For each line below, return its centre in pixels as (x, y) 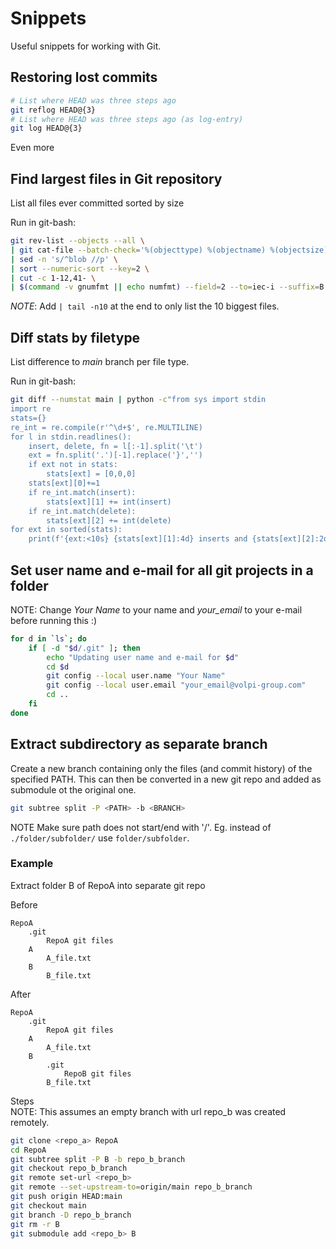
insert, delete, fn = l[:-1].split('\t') (115, 446)
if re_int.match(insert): (82, 492)
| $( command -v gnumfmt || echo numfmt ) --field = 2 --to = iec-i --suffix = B (167, 287)
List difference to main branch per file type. (100, 362)
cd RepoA (28, 1150)
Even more (32, 148)
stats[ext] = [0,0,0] (91, 474)
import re (31, 409)
